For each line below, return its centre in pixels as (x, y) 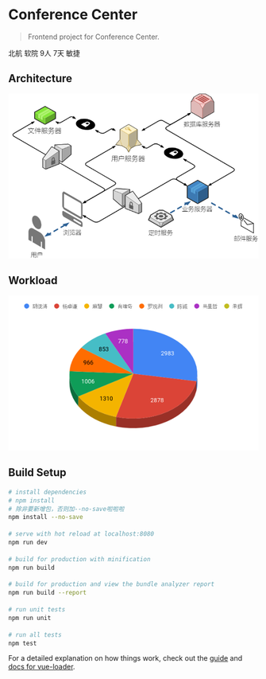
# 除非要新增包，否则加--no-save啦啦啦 (66, 509)
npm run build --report (48, 593)
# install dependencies (48, 492)
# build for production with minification (79, 559)
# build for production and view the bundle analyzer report (112, 584)
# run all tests (35, 634)
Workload (33, 280)
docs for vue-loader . (42, 667)
